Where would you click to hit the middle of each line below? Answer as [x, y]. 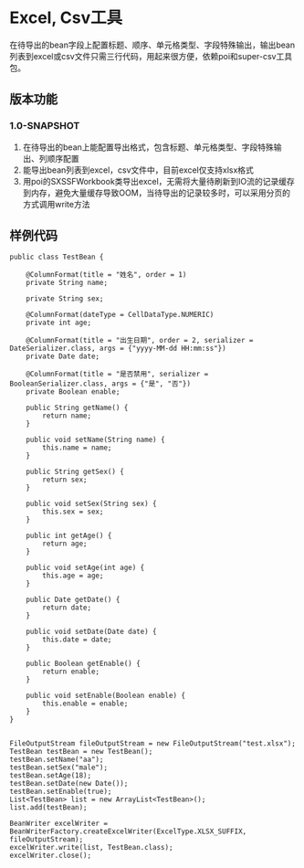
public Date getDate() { [73, 600]
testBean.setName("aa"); [57, 760]
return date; [67, 608]
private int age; [59, 323]
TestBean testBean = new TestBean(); [81, 752]
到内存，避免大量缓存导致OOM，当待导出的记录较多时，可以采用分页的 [156, 193]
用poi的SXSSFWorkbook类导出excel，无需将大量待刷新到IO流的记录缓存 [158, 181]
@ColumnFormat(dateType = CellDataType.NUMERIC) [120, 315]
